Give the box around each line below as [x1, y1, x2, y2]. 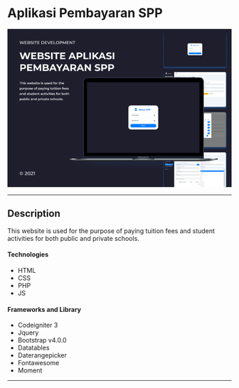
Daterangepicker [17, 351, 68, 360]
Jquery [17, 328, 39, 337]
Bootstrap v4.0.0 [17, 336, 67, 345]
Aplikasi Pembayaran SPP [7, 5, 163, 21]
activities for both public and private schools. [7, 234, 140, 242]
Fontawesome [17, 359, 60, 367]
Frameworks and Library [7, 305, 82, 313]
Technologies [7, 250, 49, 259]
